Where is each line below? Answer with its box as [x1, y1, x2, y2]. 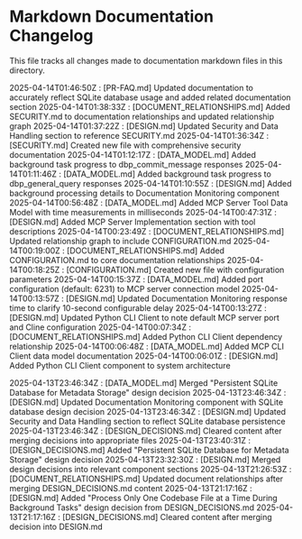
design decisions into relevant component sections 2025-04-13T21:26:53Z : [9, 463, 292, 474]
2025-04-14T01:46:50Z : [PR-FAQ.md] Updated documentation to [9, 82, 254, 93]
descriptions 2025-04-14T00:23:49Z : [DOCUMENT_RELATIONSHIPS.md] [9, 225, 285, 236]
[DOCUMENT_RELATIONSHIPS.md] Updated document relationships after [9, 473, 284, 484]
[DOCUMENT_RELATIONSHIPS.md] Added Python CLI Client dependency [9, 331, 283, 342]
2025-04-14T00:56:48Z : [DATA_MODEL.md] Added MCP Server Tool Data [9, 196, 288, 208]
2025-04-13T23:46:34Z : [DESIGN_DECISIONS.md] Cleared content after [9, 425, 282, 436]
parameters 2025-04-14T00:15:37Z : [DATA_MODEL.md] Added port [9, 273, 264, 285]
